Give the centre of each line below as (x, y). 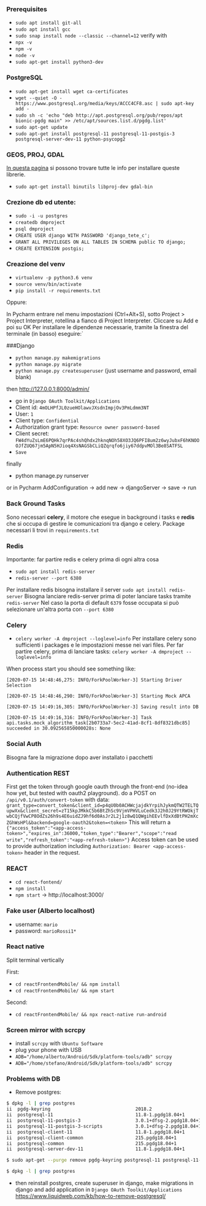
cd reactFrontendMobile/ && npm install (67, 984)
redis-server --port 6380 (48, 578)
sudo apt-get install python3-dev (59, 62)
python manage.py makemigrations (58, 358)
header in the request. (52, 852)
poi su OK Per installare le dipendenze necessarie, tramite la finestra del (97, 327)
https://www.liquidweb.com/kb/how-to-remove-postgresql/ (90, 1196)
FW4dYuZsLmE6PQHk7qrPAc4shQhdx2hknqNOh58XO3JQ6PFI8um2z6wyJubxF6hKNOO (107, 441)
